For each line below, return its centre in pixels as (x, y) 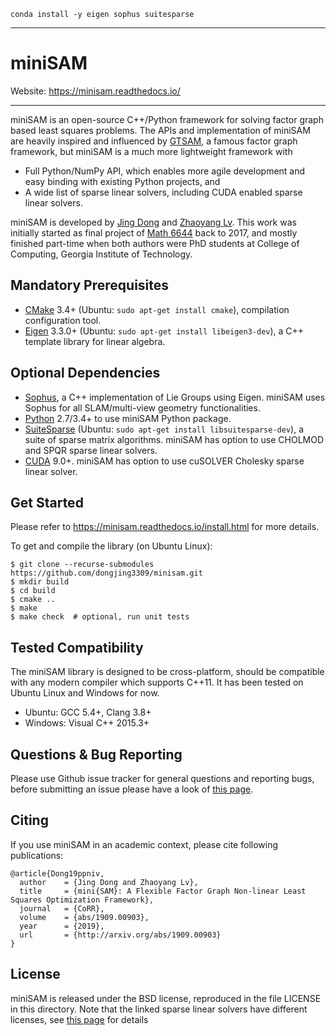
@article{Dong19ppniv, (57, 873)
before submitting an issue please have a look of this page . (132, 789)
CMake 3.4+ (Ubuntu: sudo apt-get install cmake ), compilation (157, 309)
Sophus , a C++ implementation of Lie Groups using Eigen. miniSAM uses (175, 397)
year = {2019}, (62, 926)
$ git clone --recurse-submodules (82, 565)
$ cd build (33, 591)
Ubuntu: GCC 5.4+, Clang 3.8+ (88, 712)
